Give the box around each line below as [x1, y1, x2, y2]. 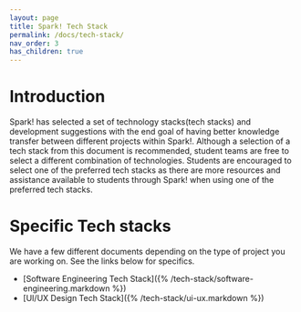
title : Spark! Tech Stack [9, 22, 108, 31]
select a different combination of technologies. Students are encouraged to [9, 156, 292, 166]
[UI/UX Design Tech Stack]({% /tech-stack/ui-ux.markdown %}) [22, 293, 265, 303]
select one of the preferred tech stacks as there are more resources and [9, 165, 281, 176]
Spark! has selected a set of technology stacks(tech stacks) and [9, 116, 252, 127]
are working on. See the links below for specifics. [9, 256, 195, 267]
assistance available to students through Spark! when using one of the [9, 175, 275, 186]
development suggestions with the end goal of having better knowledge [9, 126, 280, 137]
